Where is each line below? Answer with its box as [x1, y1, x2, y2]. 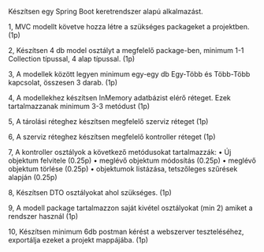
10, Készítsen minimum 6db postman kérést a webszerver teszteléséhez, [8, 227, 244, 236]
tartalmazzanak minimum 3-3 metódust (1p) [8, 102, 151, 111]
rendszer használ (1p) [8, 212, 79, 220]
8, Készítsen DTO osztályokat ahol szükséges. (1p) [8, 188, 172, 197]
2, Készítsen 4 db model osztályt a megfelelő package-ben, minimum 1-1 [8, 46, 244, 55]
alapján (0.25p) [8, 173, 58, 182]
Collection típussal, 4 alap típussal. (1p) [8, 55, 136, 63]
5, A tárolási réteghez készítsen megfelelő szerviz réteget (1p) [8, 117, 209, 126]
